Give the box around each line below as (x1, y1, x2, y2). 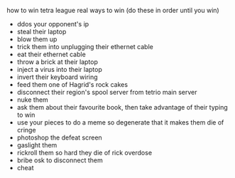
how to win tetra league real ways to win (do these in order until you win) (6, 6, 219, 14)
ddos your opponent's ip (16, 20, 89, 28)
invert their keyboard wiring (16, 73, 98, 81)
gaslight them (16, 141, 58, 149)
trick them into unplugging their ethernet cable (16, 43, 153, 51)
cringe (16, 126, 36, 134)
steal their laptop (16, 28, 67, 36)
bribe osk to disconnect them (16, 156, 104, 164)
